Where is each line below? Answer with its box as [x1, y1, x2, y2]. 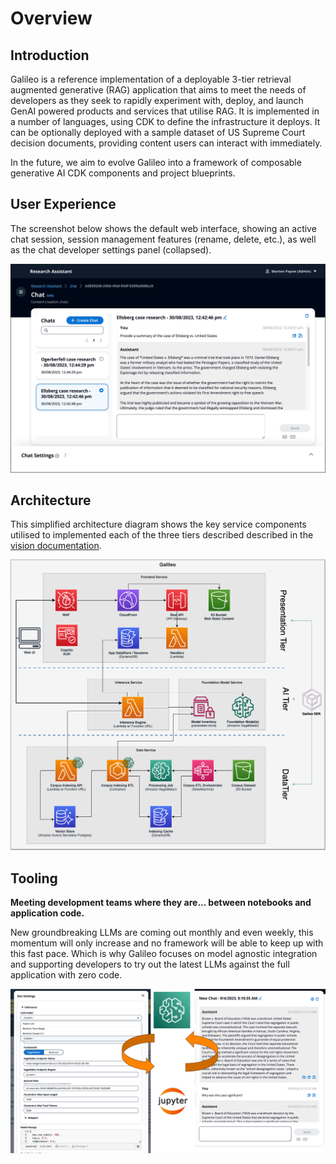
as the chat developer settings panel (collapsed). [10, 243, 212, 256]
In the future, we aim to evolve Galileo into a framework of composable [10, 157, 302, 168]
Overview [10, 7, 93, 30]
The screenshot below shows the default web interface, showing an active [10, 222, 317, 234]
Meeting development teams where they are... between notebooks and [10, 897, 312, 909]
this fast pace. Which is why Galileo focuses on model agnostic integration [10, 948, 318, 960]
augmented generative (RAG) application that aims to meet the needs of [10, 84, 307, 96]
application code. [10, 907, 85, 919]
